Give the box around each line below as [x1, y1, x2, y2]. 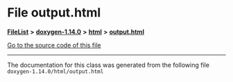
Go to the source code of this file [7, 41, 101, 49]
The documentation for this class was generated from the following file [7, 61, 210, 69]
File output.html [7, 5, 101, 21]
